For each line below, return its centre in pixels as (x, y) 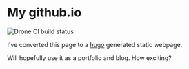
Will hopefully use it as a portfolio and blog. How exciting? (90, 58)
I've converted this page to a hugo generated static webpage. (95, 44)
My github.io (44, 13)
